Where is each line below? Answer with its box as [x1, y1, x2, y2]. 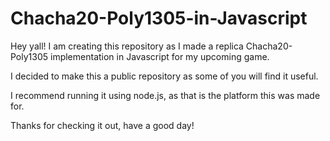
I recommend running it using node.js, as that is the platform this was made [10, 89, 321, 101]
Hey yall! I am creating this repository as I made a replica [10, 40, 244, 52]
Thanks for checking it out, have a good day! [10, 119, 195, 131]
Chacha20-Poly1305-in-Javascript [10, 7, 308, 30]
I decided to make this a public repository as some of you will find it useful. [10, 70, 319, 82]
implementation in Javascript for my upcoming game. [50, 50, 270, 62]
